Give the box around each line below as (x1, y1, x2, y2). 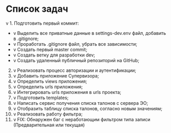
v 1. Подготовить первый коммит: (6, 20, 79, 26)
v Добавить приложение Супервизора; (13, 72, 99, 79)
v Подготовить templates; (13, 94, 69, 101)
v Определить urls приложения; (13, 83, 83, 90)
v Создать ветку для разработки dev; (13, 52, 95, 58)
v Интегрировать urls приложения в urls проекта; (13, 89, 122, 95)
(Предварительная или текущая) (13, 122, 85, 128)
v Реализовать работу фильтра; (13, 111, 83, 117)
